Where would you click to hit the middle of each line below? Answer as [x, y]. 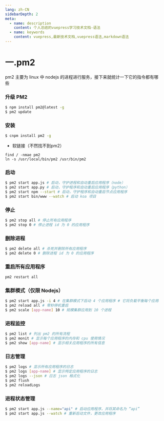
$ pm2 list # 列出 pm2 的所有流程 [38, 334]
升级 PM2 [16, 97]
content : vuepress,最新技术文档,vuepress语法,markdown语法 [72, 37]
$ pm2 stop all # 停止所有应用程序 [38, 220]
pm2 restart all [21, 277]
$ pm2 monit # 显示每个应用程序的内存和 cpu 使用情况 [55, 338]
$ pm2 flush [17, 380]
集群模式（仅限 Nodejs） [34, 291]
